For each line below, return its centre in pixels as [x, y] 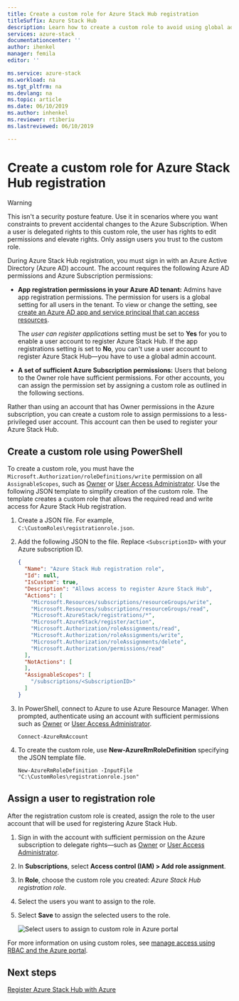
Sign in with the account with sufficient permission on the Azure [111, 837]
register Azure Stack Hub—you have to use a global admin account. [117, 356]
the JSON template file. [52, 757]
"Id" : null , [42, 576]
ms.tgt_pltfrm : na [34, 86]
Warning [20, 202]
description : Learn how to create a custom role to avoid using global [116, 27]
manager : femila [31, 54]
